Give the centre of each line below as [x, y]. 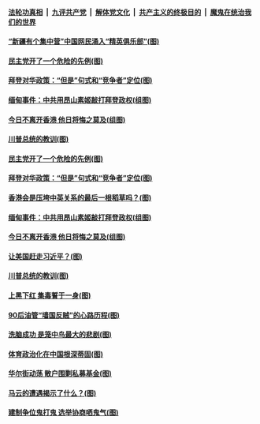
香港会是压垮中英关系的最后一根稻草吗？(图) [80, 197]
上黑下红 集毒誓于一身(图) [50, 295]
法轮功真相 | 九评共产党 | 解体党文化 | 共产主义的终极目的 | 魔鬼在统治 [126, 12]
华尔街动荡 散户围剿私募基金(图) [60, 373]
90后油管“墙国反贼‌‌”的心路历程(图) [64, 315]
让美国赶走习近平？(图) [45, 256]
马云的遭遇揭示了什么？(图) [52, 393]
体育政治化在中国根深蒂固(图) [56, 354]
